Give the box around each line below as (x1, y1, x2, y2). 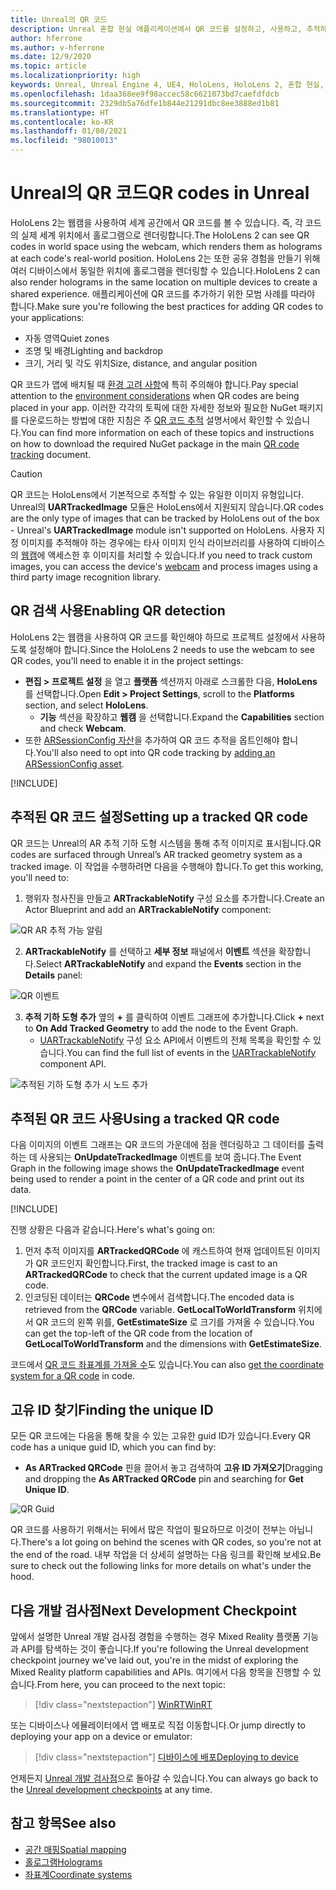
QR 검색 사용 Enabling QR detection (10, 602, 226, 620)
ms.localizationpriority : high (10, 71, 141, 81)
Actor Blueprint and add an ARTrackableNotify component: (24, 903, 272, 915)
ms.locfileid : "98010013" (10, 136, 118, 146)
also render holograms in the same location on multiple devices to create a (10, 276, 318, 288)
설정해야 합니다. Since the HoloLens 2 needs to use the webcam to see (28, 643, 315, 655)
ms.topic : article (10, 61, 87, 71)
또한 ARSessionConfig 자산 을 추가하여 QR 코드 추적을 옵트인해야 (24, 734, 280, 746)
